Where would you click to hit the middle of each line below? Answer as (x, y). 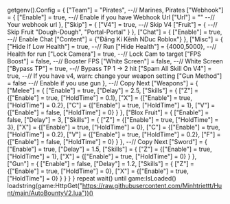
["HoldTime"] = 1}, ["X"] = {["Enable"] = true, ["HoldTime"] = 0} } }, (102, 156)
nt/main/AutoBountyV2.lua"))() (50, 193)
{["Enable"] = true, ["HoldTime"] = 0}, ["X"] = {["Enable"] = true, (98, 171)
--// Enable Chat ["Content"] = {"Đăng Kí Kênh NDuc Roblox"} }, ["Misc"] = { (115, 39)
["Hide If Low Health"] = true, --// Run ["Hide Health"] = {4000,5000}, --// (112, 47)
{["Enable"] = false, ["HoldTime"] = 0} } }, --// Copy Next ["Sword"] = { (107, 142)
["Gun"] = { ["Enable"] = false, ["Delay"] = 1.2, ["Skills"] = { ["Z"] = (101, 164)
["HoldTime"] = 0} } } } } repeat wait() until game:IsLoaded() (92, 178)
